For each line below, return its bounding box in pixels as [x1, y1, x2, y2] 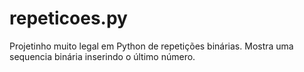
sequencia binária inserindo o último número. [9, 50, 196, 62]
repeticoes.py [9, 7, 128, 30]
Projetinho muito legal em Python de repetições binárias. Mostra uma [9, 40, 294, 52]
